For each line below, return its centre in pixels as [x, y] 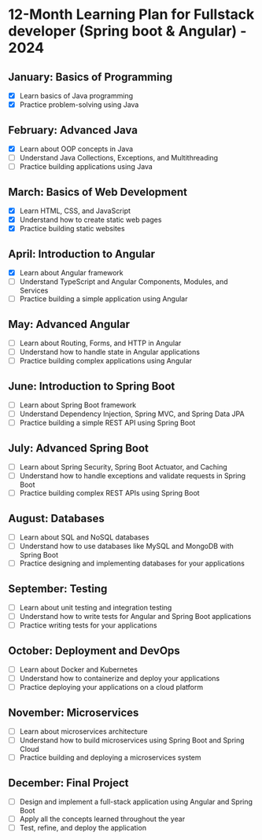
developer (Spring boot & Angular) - [127, 31]
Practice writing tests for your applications [88, 625]
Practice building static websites [72, 229]
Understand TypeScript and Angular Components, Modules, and [124, 282]
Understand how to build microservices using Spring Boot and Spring [132, 740]
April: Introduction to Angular [82, 254]
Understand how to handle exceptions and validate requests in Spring [133, 476]
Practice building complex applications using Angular [106, 361]
